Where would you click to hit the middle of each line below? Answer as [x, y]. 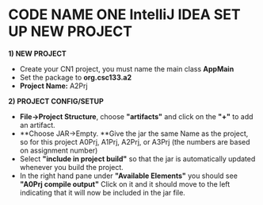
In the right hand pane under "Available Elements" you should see [128, 176]
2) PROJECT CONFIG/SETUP [56, 101]
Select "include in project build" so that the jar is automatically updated [137, 159]
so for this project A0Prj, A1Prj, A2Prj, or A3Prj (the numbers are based [135, 141]
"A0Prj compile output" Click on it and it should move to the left [125, 184]
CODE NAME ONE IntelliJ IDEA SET [125, 15]
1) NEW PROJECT [38, 53]
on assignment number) [59, 150]
